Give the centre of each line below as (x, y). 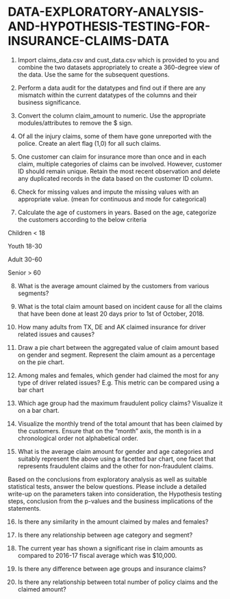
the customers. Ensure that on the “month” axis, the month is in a (109, 431)
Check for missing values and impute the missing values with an (108, 192)
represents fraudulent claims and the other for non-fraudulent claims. (116, 466)
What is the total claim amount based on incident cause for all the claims (120, 306)
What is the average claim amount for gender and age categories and (116, 451)
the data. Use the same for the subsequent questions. (93, 74)
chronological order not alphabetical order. (78, 438)
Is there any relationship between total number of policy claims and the (118, 582)
